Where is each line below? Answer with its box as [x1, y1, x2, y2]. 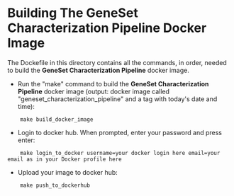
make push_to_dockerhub [20, 182, 91, 189]
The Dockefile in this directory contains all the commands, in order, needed [7, 58, 227, 67]
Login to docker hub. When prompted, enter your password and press [17, 128, 222, 137]
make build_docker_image [20, 115, 94, 123]
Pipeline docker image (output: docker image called [17, 87, 170, 96]
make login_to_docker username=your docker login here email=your [20, 149, 221, 156]
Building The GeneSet [7, 5, 138, 21]
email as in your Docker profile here [7, 156, 122, 163]
